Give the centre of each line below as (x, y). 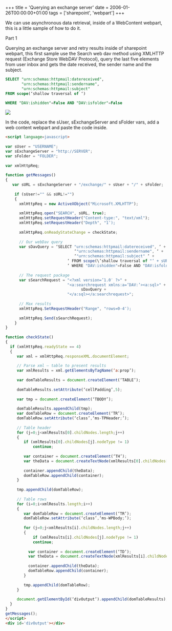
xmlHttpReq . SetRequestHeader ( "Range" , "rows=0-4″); (75, 309)
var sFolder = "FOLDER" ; (32, 156)
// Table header (34, 428)
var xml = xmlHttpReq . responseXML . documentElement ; (73, 356)
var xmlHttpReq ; (23, 166)
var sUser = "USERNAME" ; (32, 147)
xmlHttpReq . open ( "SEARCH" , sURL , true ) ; (62, 213)
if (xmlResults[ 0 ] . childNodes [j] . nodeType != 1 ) (77, 442)
